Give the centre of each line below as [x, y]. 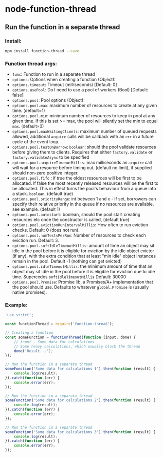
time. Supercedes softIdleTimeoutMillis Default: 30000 [69, 277]
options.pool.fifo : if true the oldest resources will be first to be [77, 178]
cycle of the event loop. [36, 142]
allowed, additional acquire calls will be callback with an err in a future [83, 137]
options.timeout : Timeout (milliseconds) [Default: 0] [64, 85]
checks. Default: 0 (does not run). [46, 230]
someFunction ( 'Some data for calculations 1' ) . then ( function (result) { [80, 369]
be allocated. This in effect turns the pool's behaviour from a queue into [84, 189]
